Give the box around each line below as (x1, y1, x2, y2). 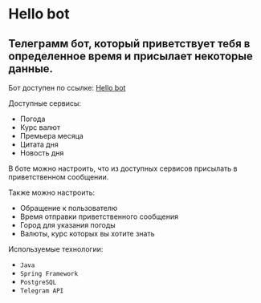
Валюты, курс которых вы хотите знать (19, 229, 155, 238)
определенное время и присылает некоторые (8, 49, 253, 63)
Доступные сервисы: (8, 99, 82, 108)
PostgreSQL (19, 278, 57, 286)
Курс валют (19, 123, 61, 132)
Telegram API (19, 287, 64, 295)
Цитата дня (19, 139, 59, 149)
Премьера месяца (19, 131, 84, 140)
